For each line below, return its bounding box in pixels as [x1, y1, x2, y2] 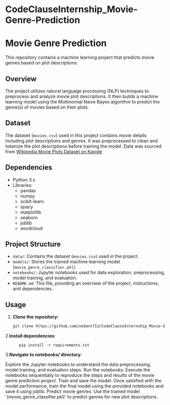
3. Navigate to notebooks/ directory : [5, 352, 82, 358]
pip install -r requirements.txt [18, 343, 90, 348]
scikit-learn [20, 198, 44, 204]
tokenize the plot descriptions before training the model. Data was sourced [5, 143, 162, 149]
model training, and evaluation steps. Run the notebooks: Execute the [5, 367, 151, 373]
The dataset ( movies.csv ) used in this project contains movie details [5, 132, 147, 138]
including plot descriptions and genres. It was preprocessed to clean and [5, 138, 158, 144]
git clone [12, 324, 34, 329]
